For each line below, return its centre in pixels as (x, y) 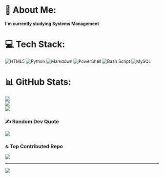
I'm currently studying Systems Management (52, 24)
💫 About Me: (31, 10)
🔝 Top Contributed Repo (34, 147)
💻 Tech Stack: (35, 44)
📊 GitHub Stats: (38, 82)
